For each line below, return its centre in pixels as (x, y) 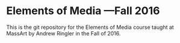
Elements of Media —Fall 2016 (83, 11)
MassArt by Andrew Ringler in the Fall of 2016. (64, 33)
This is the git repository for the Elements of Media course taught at (90, 27)
